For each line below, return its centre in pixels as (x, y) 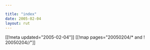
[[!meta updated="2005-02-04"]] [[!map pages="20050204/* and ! (75, 37)
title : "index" (21, 14)
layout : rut (17, 23)
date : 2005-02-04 (23, 19)
